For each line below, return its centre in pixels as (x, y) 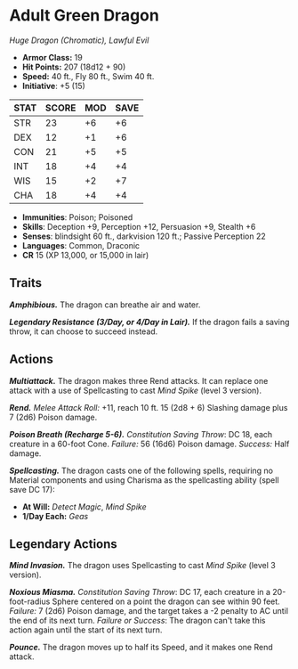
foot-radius (30, 601)
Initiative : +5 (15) (54, 86)
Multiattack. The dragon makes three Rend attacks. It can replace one (139, 380)
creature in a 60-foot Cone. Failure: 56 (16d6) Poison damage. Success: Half (149, 444)
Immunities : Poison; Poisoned (77, 217)
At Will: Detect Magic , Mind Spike (84, 506)
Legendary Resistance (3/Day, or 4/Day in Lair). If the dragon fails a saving (149, 322)
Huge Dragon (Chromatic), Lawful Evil (79, 40)
